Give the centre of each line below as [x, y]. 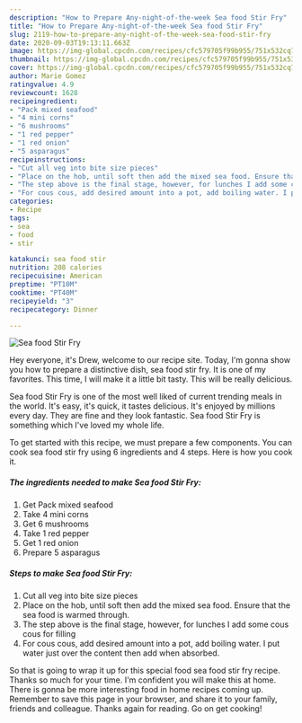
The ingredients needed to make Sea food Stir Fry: [106, 482]
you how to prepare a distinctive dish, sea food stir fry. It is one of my [138, 370]
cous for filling [49, 634]
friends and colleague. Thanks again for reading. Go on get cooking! [136, 709]
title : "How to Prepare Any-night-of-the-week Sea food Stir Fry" [136, 26]
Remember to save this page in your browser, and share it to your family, [143, 699]
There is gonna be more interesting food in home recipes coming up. [136, 690]
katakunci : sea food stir [58, 260]
